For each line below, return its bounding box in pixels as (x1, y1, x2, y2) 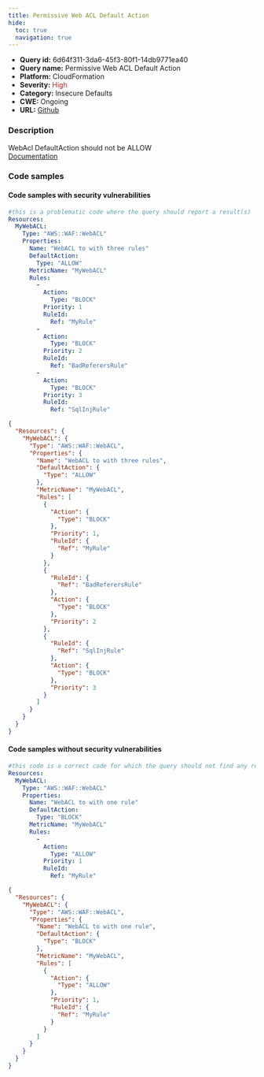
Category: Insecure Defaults (19, 88, 112, 98)
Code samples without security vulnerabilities (8, 745, 163, 754)
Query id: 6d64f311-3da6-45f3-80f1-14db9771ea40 (19, 55, 189, 65)
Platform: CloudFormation (19, 72, 104, 81)
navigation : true (15, 33, 72, 42)
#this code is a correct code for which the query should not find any (8, 762, 247, 770)
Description (8, 125, 54, 136)
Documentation (8, 151, 58, 161)
